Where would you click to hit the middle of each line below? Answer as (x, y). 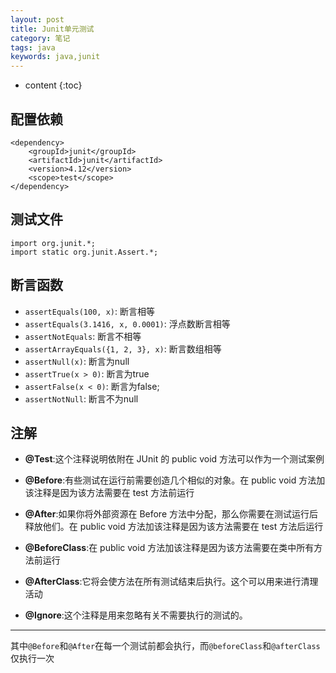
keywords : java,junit (55, 57)
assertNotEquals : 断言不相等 (83, 336)
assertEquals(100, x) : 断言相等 (89, 311)
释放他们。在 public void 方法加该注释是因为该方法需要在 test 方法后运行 (174, 527)
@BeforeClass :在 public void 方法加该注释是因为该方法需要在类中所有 (169, 548)
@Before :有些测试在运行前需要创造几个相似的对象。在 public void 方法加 (175, 480)
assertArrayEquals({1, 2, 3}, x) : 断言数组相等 (123, 348)
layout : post (37, 19)
